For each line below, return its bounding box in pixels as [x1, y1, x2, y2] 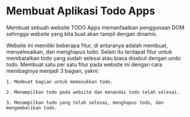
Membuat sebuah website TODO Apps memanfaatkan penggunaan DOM [6, 24, 185, 31]
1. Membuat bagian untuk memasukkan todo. [6, 79, 113, 85]
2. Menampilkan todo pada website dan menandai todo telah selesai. [6, 89, 180, 95]
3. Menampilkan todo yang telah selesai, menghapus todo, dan [6, 100, 164, 106]
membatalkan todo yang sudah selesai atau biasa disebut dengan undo [6, 54, 181, 61]
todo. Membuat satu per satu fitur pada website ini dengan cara [6, 61, 163, 68]
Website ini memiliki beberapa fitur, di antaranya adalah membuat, [6, 42, 169, 49]
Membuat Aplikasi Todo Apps [6, 4, 155, 18]
